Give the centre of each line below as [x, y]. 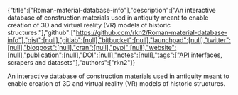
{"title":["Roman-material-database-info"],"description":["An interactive [112, 10]
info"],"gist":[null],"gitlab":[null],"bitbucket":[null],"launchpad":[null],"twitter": [119, 40]
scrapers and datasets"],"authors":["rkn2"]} [71, 62]
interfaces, [206, 55]
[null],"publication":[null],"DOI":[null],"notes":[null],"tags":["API [98, 55]
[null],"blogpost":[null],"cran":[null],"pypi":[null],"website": [92, 47]
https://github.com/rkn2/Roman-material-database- [152, 32]
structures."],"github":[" [42, 32]
